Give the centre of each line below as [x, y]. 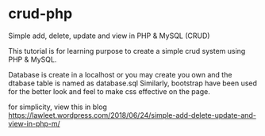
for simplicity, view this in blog [58, 107]
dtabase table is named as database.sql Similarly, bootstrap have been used [133, 83]
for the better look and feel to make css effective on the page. [109, 91]
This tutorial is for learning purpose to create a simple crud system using [127, 51]
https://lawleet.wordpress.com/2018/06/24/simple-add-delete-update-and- [132, 115]
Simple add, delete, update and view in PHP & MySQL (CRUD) [109, 36]
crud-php [40, 14]
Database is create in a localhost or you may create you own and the [120, 74]
